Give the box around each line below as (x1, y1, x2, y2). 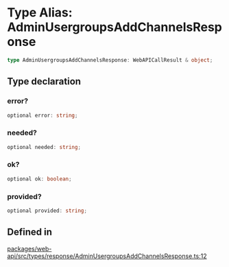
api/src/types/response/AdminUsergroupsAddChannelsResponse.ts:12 (7, 252, 207, 260)
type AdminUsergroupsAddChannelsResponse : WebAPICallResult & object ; (7, 56, 213, 63)
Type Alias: (7, 5, 73, 21)
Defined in (7, 227, 53, 238)
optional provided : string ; (7, 207, 88, 214)
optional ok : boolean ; (7, 175, 72, 183)
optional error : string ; (7, 112, 78, 119)
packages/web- (7, 244, 52, 253)
